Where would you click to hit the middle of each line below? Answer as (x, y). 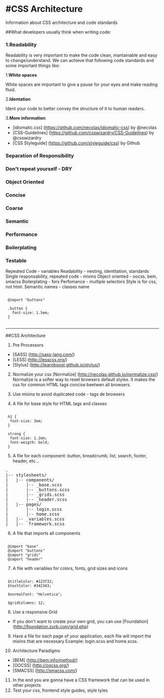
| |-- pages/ (24, 504)
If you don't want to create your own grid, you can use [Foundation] (80, 621)
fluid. (11, 90)
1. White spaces (21, 75)
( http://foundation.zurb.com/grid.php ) (51, 626)
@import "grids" (24, 555)
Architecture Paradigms (36, 651)
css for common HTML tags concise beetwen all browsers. (72, 385)
